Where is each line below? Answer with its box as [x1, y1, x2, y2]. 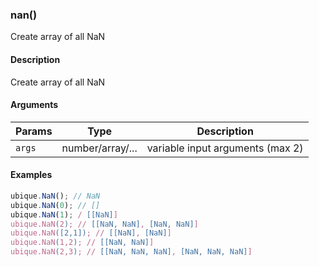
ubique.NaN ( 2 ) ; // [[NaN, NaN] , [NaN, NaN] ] [10, 219, 199, 229]
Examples [10, 169, 53, 181]
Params [15, 124, 53, 138]
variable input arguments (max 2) [146, 141, 304, 155]
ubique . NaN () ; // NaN [10, 191, 101, 201]
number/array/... [61, 141, 138, 155]
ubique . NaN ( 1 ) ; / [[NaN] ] [10, 209, 118, 220]
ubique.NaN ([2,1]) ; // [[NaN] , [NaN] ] [10, 228, 172, 238]
